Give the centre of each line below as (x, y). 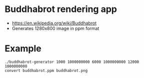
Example (23, 49)
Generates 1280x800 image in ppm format (55, 28)
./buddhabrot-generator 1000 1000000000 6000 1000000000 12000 (72, 62)
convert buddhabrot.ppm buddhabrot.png (46, 70)
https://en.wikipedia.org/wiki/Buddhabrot (54, 23)
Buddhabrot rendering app (61, 9)
